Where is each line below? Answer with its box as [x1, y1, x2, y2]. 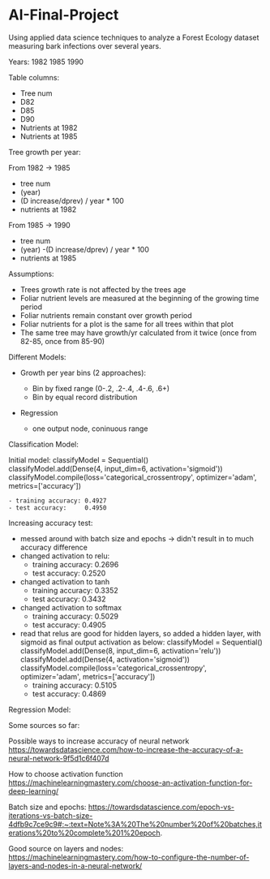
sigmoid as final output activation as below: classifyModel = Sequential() [19, 637, 264, 647]
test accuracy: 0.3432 [32, 594, 106, 604]
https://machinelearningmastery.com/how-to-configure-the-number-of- [8, 852, 250, 862]
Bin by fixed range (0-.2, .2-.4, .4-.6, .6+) [32, 383, 170, 393]
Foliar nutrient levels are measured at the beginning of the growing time [19, 293, 259, 303]
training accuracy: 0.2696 [32, 559, 119, 569]
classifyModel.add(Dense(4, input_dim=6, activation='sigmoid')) [8, 463, 223, 473]
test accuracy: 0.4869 [32, 688, 107, 699]
